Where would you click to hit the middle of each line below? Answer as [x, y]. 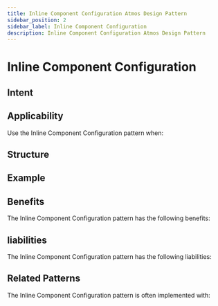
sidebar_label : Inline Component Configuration [77, 26]
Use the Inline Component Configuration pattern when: [85, 133]
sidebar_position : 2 [37, 20]
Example [26, 178]
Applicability [35, 116]
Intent [20, 92]
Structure [28, 155]
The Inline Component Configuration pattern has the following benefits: [109, 218]
